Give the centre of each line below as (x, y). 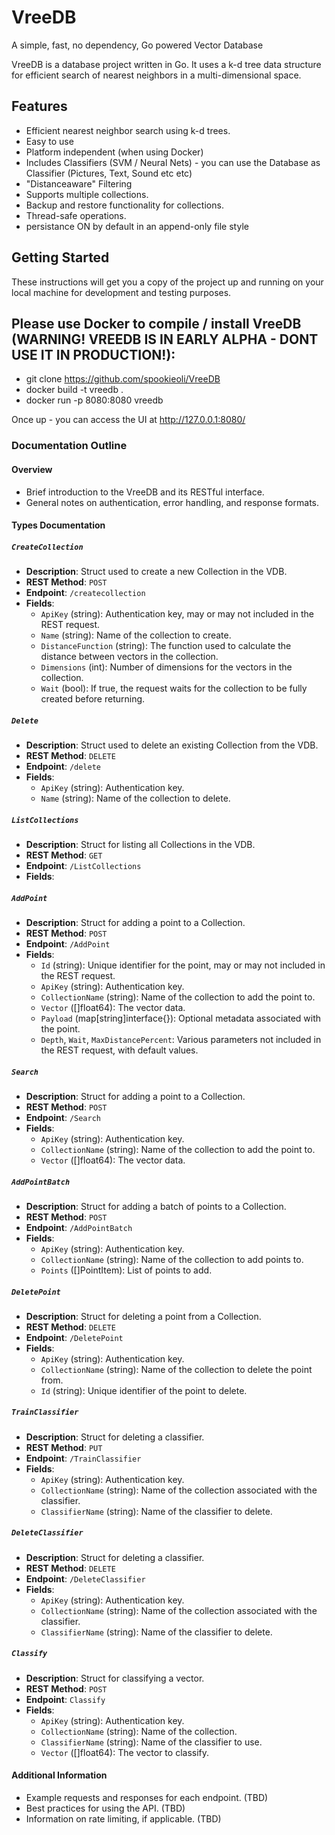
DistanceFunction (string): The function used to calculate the (166, 646)
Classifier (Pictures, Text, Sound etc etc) (109, 173)
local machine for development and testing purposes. (121, 292)
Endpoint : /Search (63, 1117)
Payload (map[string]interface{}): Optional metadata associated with (181, 1018)
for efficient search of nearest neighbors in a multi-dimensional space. (156, 75)
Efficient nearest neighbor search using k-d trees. (128, 130)
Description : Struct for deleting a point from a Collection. (143, 1316)
